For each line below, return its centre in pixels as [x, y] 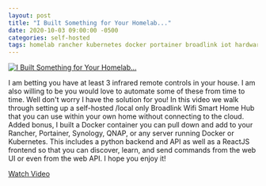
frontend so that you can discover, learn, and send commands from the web [132, 150]
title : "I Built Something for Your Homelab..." [90, 23]
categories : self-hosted [49, 38]
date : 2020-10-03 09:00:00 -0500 [63, 30]
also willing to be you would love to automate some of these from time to [127, 91]
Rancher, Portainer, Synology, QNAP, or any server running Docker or [122, 133]
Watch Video [29, 174]
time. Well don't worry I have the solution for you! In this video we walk [123, 100]
